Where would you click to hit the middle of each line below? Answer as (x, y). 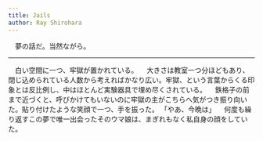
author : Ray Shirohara (45, 23)
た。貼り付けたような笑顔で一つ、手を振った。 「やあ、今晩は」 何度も (126, 109)
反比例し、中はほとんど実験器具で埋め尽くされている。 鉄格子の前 (139, 89)
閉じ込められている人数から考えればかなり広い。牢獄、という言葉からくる (128, 80)
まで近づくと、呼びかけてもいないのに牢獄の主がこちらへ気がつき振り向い (128, 99)
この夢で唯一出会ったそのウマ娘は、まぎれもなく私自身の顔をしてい (138, 119)
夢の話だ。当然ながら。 (52, 46)
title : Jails (29, 15)
